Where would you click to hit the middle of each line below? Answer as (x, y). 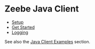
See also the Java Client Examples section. (47, 41)
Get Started (23, 27)
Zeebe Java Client (42, 9)
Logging (20, 32)
